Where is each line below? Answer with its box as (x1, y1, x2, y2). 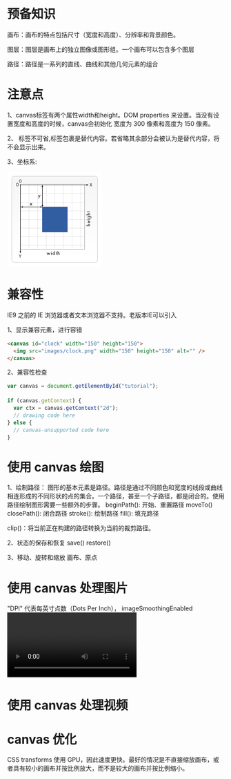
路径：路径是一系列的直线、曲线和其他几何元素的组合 (7, 59, 159, 68)
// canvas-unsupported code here (13, 426, 110, 433)
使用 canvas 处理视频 (7, 697, 128, 713)
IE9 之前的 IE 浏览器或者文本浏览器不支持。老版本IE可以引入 (7, 310, 177, 319)
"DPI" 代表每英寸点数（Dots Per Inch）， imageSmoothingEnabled (7, 604, 193, 612)
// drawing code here (13, 412, 76, 419)
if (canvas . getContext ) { (7, 397, 81, 404)
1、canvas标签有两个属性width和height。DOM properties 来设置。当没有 (7, 111, 214, 119)
